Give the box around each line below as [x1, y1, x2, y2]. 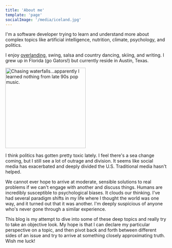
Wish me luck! [5, 238, 35, 244]
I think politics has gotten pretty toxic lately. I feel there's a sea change [5, 152, 155, 158]
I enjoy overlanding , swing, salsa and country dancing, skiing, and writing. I [5, 52, 164, 58]
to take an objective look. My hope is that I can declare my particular [5, 222, 150, 228]
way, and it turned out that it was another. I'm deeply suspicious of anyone [5, 201, 163, 207]
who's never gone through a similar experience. [5, 206, 106, 212]
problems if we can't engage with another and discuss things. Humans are [5, 184, 163, 190]
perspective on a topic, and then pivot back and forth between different [5, 227, 157, 233]
